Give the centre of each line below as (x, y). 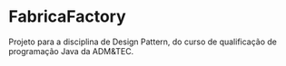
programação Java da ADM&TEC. (71, 51)
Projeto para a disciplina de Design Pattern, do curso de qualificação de (143, 42)
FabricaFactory (67, 17)
